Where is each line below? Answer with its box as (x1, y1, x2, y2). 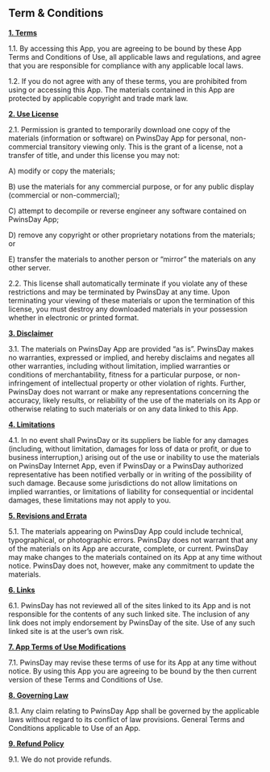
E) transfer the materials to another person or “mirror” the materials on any (8, 254, 256, 264)
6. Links (8, 585, 35, 595)
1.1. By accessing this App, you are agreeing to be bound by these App (8, 44, 242, 53)
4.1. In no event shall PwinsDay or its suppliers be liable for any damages (8, 435, 249, 444)
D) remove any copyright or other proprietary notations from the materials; (8, 230, 255, 240)
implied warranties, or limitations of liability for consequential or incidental (8, 486, 254, 496)
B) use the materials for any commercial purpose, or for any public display (8, 182, 255, 191)
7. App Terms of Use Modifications (8, 641, 127, 652)
